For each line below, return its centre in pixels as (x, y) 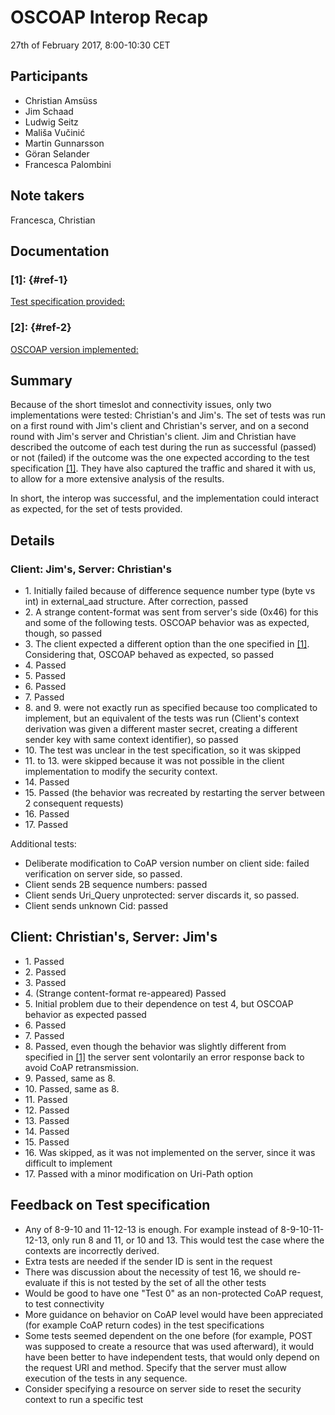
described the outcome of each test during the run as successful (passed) (163, 447)
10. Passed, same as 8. (72, 1088)
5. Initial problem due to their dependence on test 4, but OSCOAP (159, 1003)
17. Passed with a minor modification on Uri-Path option (139, 1173)
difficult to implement (68, 1163)
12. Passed (47, 1110)
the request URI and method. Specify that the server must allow (155, 1367)
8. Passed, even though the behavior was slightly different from (155, 1046)
